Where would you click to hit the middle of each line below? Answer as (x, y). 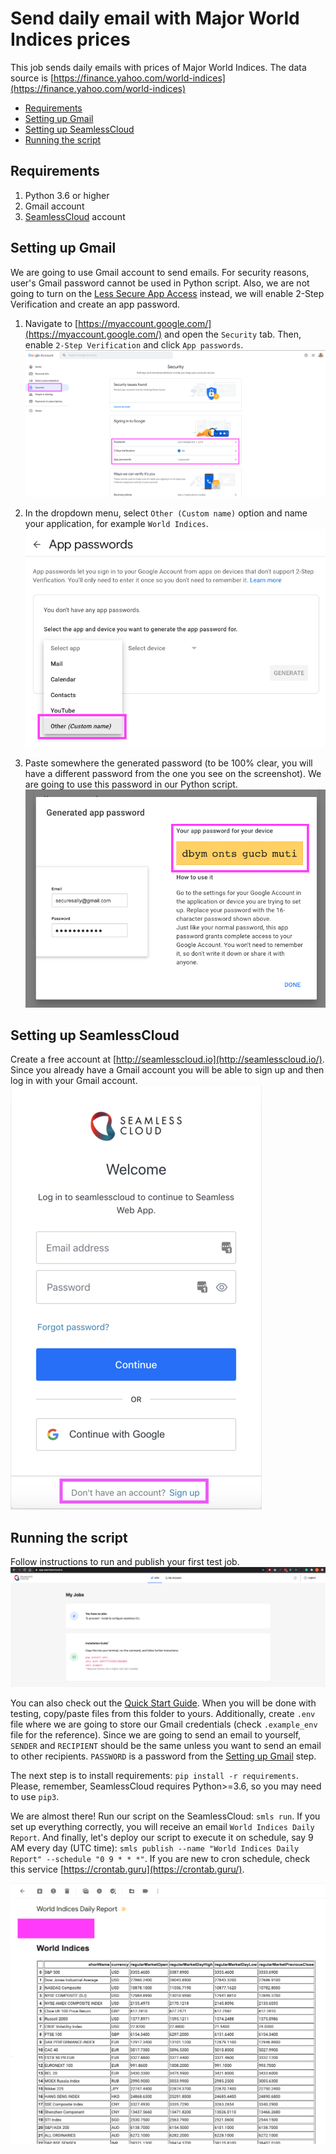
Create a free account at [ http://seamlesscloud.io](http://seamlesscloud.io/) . (167, 1059)
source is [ (32, 78)
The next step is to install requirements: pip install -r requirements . (154, 1776)
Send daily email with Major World (155, 18)
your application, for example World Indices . (116, 523)
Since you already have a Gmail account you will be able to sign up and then (167, 1070)
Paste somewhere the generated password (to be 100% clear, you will (168, 763)
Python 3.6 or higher (67, 195)
